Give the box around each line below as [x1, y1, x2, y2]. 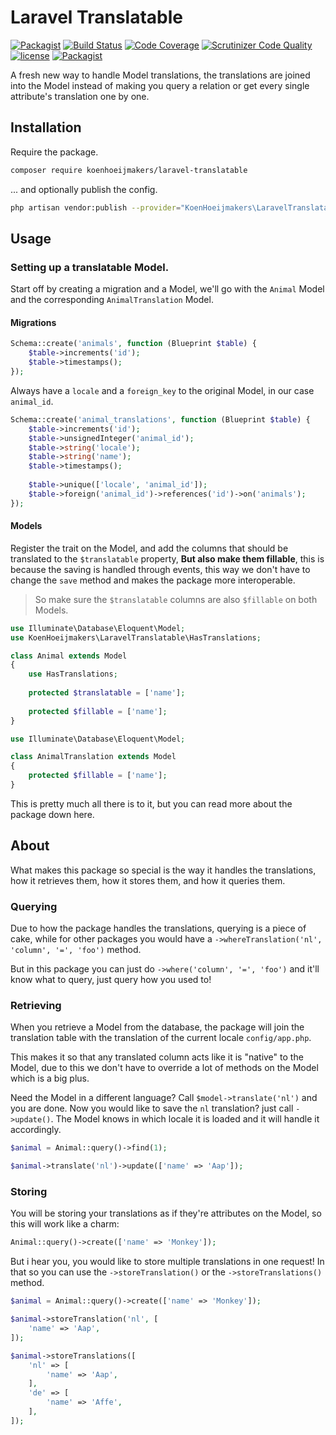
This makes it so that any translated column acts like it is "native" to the [10, 1051, 304, 1063]
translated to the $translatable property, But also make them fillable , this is [10, 552, 325, 565]
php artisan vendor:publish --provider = [10, 202, 182, 213]
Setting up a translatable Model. [10, 260, 170, 274]
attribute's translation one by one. [10, 90, 150, 102]
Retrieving [10, 999, 62, 1012]
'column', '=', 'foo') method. [10, 944, 142, 956]
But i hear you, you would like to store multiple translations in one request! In [10, 1256, 325, 1268]
